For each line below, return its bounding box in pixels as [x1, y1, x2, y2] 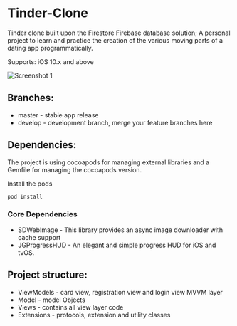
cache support [17, 233, 61, 241]
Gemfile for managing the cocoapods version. [7, 165, 142, 174]
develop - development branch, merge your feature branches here [17, 118, 213, 127]
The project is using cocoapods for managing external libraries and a [7, 158, 210, 167]
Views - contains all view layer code [17, 303, 124, 311]
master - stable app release [17, 110, 99, 119]
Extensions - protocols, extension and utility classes [17, 310, 171, 319]
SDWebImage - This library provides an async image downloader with [17, 226, 223, 234]
